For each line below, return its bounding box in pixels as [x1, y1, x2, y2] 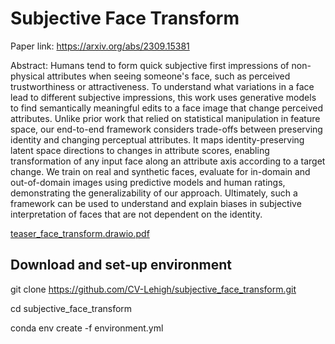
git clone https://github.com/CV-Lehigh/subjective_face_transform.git [10, 283, 297, 295]
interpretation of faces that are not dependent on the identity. [10, 208, 263, 220]
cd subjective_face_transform [10, 302, 133, 314]
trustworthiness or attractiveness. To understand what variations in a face [10, 80, 315, 92]
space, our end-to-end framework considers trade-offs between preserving [10, 123, 323, 135]
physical [10, 70, 45, 82]
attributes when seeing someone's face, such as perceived [46, 70, 291, 82]
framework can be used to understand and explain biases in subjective [10, 197, 302, 209]
